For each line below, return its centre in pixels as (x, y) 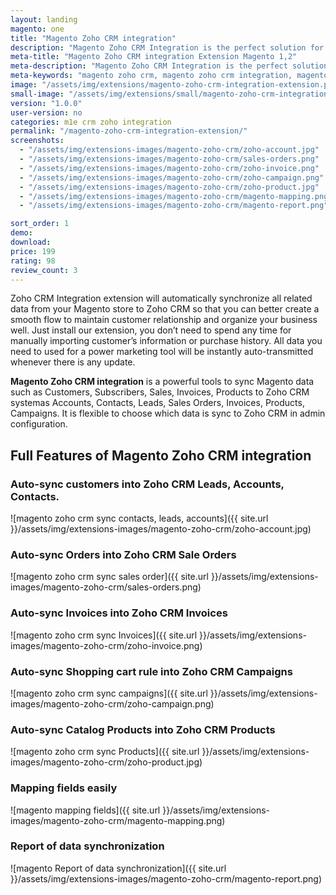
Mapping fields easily (64, 788)
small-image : (37, 94)
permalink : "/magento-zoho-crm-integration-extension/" (129, 131)
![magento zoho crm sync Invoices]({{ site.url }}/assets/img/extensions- (158, 635)
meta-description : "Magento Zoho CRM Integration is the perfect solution (169, 66)
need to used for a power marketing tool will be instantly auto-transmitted (162, 352)
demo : (21, 233)
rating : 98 (33, 261)
